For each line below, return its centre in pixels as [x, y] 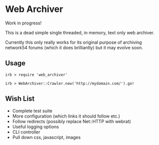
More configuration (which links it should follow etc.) [66, 116]
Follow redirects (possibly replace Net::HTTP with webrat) [72, 121]
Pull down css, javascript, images [46, 137]
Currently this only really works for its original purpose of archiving [74, 42]
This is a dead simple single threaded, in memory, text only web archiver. [80, 32]
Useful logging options [36, 127]
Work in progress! [23, 23]
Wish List [20, 99]
